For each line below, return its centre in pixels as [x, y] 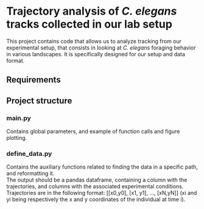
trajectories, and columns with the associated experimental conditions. [95, 186]
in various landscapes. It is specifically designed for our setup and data [96, 54]
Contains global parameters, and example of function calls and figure [93, 131]
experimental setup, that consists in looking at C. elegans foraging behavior [101, 48]
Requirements [33, 80]
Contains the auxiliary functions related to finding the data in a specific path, [102, 167]
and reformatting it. [30, 174]
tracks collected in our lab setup [89, 24]
